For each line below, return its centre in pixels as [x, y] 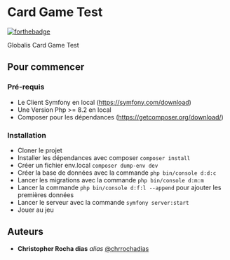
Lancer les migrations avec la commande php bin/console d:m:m [111, 180]
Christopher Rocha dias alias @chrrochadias [83, 248]
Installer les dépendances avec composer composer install [104, 157]
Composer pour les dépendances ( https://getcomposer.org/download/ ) [121, 117]
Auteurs [26, 232]
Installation [27, 135]
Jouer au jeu [35, 210]
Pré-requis [26, 87]
